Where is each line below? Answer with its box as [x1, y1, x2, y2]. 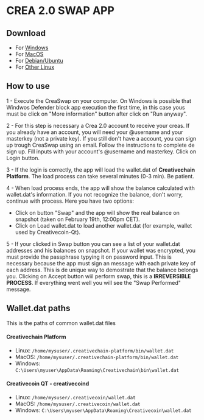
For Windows [15, 44, 49, 51]
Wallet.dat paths [6, 303, 71, 313]
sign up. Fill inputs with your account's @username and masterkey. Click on [6, 147, 197, 155]
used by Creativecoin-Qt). [15, 228, 81, 236]
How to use [6, 81, 50, 91]
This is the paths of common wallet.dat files [6, 319, 116, 326]
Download [6, 28, 46, 38]
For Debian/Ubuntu [15, 57, 63, 64]
